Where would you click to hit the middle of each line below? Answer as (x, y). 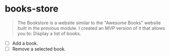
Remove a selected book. (39, 49)
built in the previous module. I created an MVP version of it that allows (91, 28)
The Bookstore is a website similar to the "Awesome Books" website (89, 23)
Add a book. (25, 43)
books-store (32, 9)
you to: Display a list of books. (49, 33)
